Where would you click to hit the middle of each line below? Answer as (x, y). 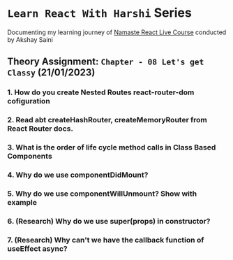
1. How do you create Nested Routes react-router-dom (101, 92)
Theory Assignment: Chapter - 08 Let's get (106, 62)
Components (30, 157)
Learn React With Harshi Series (99, 13)
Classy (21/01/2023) (51, 72)
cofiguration (29, 101)
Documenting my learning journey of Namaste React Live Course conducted (117, 32)
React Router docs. (40, 129)
